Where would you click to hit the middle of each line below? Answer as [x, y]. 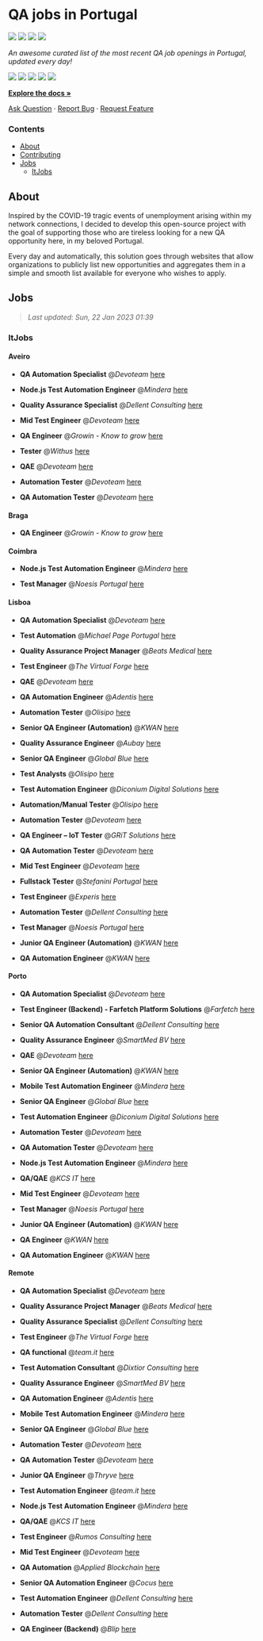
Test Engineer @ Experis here [68, 896]
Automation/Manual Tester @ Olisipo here [89, 804]
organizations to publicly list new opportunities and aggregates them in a [127, 265]
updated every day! [40, 61]
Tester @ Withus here [55, 451]
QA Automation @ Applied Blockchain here [90, 1567]
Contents [27, 128]
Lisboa [20, 602]
